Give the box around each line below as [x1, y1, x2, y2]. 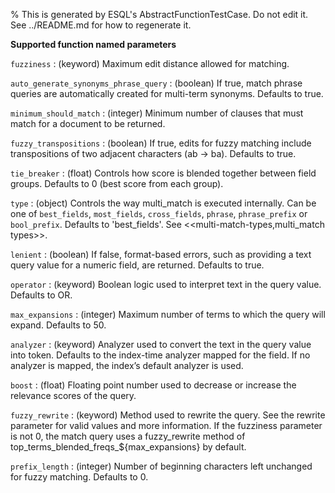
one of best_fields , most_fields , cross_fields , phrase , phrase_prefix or [10, 208, 308, 219]
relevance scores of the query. [10, 390, 137, 401]
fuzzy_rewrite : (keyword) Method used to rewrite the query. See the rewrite [10, 409, 326, 421]
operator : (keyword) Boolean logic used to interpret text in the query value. [10, 279, 322, 290]
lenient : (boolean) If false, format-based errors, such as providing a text [10, 249, 312, 260]
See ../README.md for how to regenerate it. [10, 19, 192, 31]
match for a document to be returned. [10, 118, 166, 129]
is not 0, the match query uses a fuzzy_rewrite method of [10, 430, 246, 442]
